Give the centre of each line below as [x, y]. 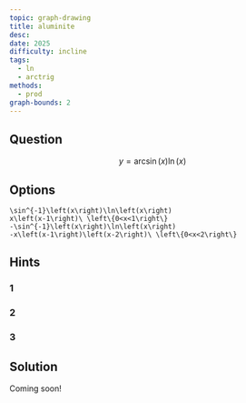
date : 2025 [30, 43]
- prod [30, 94]
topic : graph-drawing [50, 18]
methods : [26, 86]
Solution [34, 366]
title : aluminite [42, 26]
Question [36, 139]
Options [33, 190]
